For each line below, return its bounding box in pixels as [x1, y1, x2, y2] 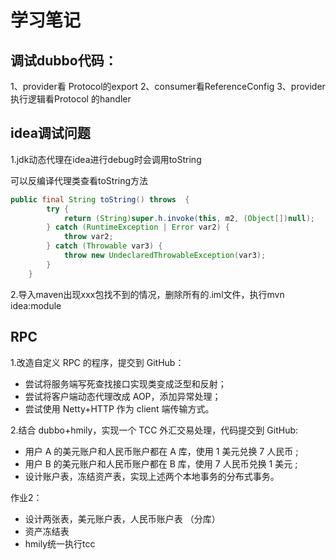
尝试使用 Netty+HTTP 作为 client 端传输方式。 [24, 402, 215, 415]
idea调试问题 [10, 125, 91, 142]
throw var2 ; [63, 232, 114, 242]
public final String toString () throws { [10, 194, 190, 205]
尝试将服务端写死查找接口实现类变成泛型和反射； [24, 377, 227, 390]
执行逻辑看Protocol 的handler [10, 93, 132, 105]
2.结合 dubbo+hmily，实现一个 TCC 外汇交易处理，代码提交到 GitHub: [10, 424, 299, 436]
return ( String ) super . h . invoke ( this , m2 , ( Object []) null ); [63, 213, 315, 223]
